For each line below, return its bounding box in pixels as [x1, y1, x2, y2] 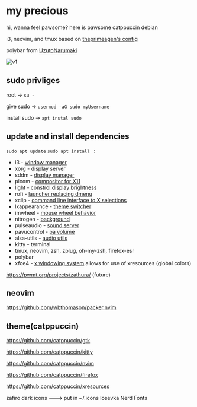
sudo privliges [6, 75, 60, 85]
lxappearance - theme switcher [14, 203, 92, 210]
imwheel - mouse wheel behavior [14, 209, 96, 216]
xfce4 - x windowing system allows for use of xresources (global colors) [14, 259, 192, 266]
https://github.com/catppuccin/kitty [6, 348, 93, 355]
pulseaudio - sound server [14, 221, 80, 229]
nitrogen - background [14, 215, 70, 222]
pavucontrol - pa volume [14, 228, 75, 235]
